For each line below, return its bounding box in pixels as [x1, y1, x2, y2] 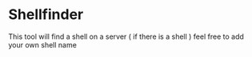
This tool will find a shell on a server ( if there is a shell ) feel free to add [8, 32, 244, 41]
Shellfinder [8, 6, 84, 24]
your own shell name [8, 40, 78, 49]
